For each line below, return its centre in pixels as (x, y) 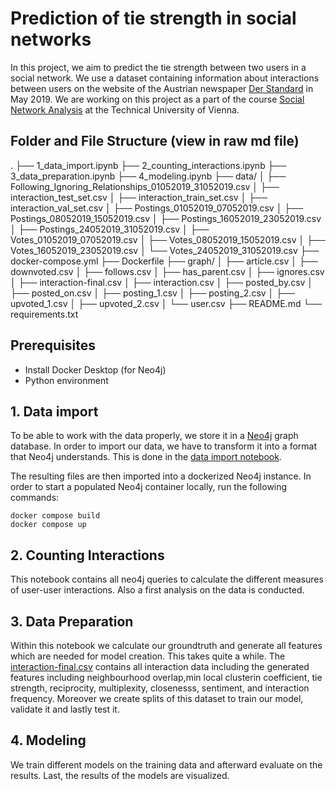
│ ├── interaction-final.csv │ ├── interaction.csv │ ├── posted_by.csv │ (162, 282)
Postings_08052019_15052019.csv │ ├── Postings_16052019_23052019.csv (166, 218)
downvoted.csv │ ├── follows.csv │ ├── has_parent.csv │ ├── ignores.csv (167, 271)
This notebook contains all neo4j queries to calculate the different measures (167, 579)
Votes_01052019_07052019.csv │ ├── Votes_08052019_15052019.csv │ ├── (168, 239)
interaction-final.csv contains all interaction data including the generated (160, 666)
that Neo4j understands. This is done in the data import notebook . (146, 457)
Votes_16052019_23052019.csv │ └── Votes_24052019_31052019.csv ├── (165, 250)
